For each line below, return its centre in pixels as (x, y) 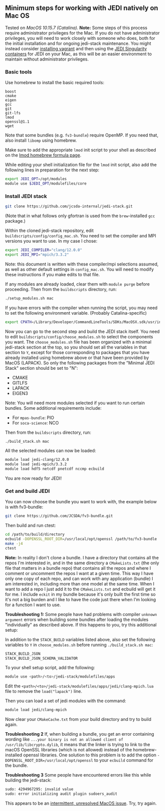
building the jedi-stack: (28, 780)
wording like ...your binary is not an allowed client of (64, 739)
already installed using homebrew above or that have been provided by (77, 357)
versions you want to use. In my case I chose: (51, 241)
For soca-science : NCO (35, 422)
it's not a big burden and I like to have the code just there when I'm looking (81, 599)
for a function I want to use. (33, 605)
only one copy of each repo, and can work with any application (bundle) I (79, 579)
